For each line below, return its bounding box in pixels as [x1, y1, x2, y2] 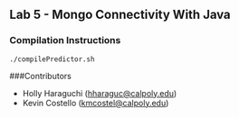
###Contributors [9, 70, 72, 81]
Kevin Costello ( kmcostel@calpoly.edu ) [22, 97, 169, 108]
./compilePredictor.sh [9, 54, 95, 64]
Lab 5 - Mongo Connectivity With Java [9, 7, 231, 22]
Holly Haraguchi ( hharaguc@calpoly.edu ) [22, 87, 177, 98]
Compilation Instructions [9, 34, 121, 47]
